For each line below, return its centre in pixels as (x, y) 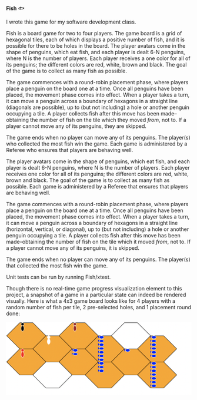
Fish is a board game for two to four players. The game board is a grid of (94, 33)
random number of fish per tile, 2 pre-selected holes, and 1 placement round (98, 307)
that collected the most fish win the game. (57, 266)
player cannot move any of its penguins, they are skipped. (76, 126)
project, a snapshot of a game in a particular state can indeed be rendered (96, 295)
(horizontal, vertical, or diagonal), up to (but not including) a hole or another (98, 229)
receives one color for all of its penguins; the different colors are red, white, (98, 174)
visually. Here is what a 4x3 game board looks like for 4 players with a (91, 301)
